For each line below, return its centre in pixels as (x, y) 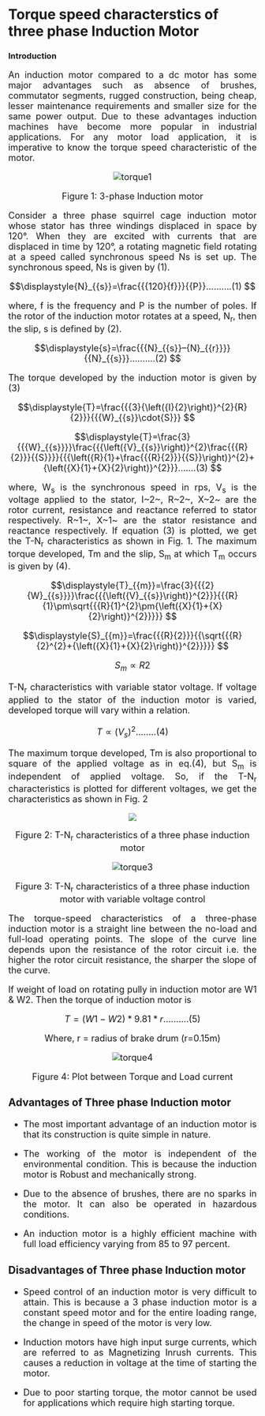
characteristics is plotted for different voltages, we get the (132, 789)
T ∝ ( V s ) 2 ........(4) (132, 732)
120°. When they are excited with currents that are (132, 236)
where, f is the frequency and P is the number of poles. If (132, 306)
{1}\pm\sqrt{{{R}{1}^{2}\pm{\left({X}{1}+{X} (132, 607)
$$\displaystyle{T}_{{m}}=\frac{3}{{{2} (132, 586)
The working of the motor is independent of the (140, 1154)
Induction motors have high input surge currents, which (140, 1342)
